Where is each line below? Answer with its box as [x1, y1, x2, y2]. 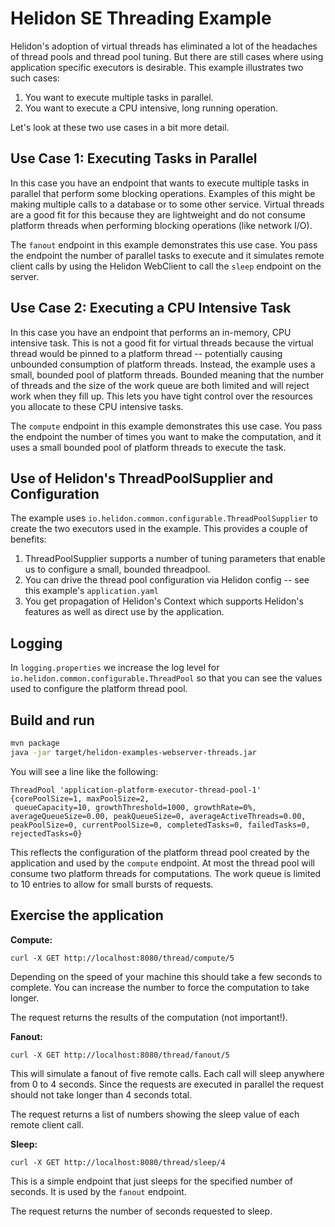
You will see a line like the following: [10, 765, 159, 777]
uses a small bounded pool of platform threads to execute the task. [10, 441, 287, 453]
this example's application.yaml [24, 585, 159, 597]
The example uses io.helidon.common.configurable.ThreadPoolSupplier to [10, 512, 318, 524]
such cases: [10, 72, 60, 84]
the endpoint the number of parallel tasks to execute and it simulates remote [10, 249, 325, 261]
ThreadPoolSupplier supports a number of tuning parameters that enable [24, 553, 326, 565]
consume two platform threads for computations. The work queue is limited [10, 867, 322, 879]
